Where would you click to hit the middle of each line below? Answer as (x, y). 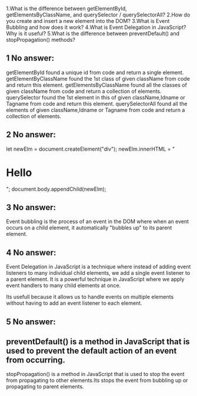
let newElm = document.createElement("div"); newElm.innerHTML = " (91, 149)
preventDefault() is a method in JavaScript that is (98, 342)
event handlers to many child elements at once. (64, 285)
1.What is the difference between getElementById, (67, 9)
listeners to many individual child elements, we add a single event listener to (98, 273)
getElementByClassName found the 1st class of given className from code (98, 78)
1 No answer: (30, 58)
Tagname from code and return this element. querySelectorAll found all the (97, 104)
